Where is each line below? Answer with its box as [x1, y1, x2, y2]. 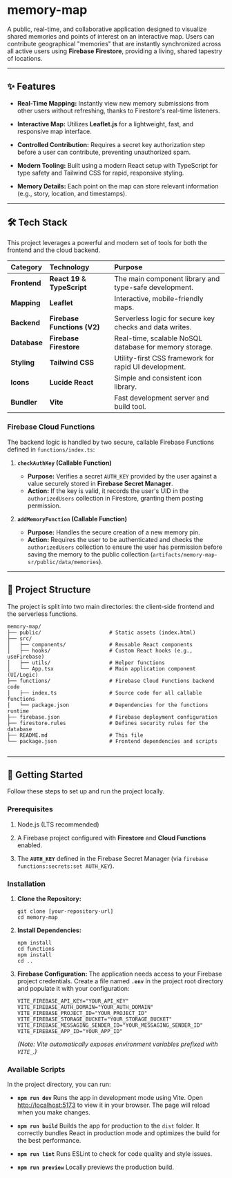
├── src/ [7, 635, 32, 642]
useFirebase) [7, 653, 45, 660]
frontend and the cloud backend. [7, 246, 101, 254]
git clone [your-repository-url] [17, 908, 114, 915]
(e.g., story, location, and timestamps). [17, 189, 128, 197]
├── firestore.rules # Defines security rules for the [7, 720, 209, 726]
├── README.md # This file [7, 731, 144, 739]
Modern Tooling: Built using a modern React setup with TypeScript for [17, 161, 218, 169]
